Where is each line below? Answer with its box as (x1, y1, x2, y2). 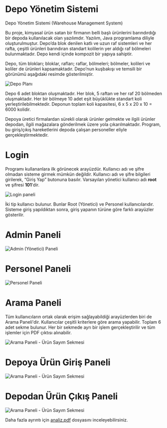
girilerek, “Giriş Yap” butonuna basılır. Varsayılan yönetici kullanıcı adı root (5, 176, 157, 183)
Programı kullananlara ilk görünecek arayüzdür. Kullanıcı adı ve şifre (5, 166, 145, 172)
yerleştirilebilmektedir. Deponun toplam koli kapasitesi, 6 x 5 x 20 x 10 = (5, 101, 153, 107)
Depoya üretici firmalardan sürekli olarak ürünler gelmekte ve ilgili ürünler (5, 116, 156, 122)
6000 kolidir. (5, 106, 31, 112)
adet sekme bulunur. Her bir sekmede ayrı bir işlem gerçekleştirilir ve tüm (5, 324, 156, 330)
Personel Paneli (5, 263, 71, 274)
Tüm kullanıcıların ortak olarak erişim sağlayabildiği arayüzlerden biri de (5, 313, 152, 320)
